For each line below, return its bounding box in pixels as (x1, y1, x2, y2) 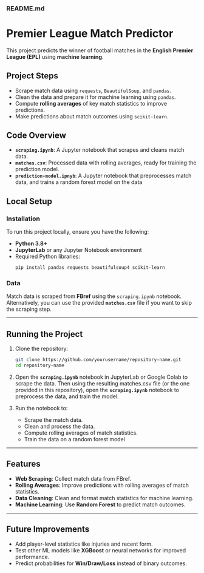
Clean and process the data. (24, 422, 95, 430)
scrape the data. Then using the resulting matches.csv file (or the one (15, 379, 190, 387)
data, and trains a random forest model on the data (15, 178, 143, 186)
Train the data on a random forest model (24, 435, 126, 442)
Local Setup (6, 196, 53, 206)
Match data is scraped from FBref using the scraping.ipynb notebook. (6, 293, 182, 300)
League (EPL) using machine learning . (6, 53, 104, 60)
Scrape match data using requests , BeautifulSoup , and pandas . (15, 87, 172, 94)
